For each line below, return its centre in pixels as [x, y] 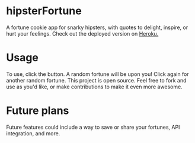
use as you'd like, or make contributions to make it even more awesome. [94, 87]
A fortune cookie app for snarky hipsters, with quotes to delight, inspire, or [97, 27]
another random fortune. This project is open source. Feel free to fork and [96, 80]
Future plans [38, 111]
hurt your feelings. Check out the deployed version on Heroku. [82, 33]
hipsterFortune [44, 11]
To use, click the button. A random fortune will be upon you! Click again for [97, 74]
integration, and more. [33, 133]
